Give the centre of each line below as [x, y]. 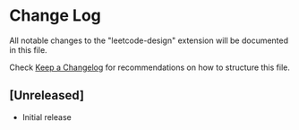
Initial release [47, 117]
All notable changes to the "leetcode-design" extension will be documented [149, 40]
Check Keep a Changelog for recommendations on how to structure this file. [150, 67]
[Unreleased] [47, 95]
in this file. [28, 49]
